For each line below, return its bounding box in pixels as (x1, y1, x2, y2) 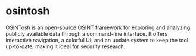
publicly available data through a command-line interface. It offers (5, 30, 168, 37)
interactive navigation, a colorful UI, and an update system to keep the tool (5, 36, 189, 43)
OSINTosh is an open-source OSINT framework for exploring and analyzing (5, 24, 191, 31)
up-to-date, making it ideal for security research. (5, 43, 126, 50)
